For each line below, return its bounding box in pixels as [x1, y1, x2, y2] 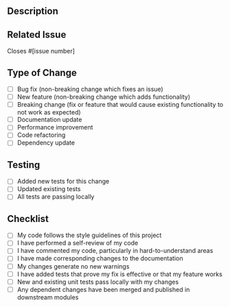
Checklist [7, 212, 49, 225]
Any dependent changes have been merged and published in [16, 285, 190, 293]
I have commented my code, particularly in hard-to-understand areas [16, 247, 214, 255]
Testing [7, 159, 41, 171]
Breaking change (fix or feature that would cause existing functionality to [16, 101, 224, 109]
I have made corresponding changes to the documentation [16, 254, 183, 262]
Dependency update [16, 138, 76, 147]
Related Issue [7, 29, 67, 40]
